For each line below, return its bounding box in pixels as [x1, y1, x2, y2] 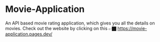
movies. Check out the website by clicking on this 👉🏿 [5, 25, 117, 31]
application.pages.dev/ [5, 31, 53, 37]
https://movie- [117, 25, 147, 31]
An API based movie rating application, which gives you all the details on [5, 20, 155, 26]
